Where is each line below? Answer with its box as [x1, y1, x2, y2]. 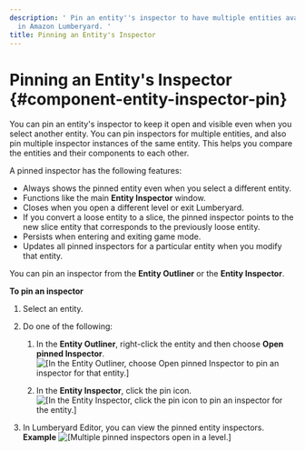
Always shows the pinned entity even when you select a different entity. [22, 183, 292, 194]
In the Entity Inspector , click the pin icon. [35, 386, 192, 396]
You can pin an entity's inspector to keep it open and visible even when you [9, 119, 292, 130]
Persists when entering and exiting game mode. [22, 231, 202, 242]
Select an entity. [22, 304, 84, 315]
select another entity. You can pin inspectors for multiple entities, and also [9, 128, 287, 139]
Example [22, 432, 57, 443]
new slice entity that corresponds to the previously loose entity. [22, 222, 261, 233]
